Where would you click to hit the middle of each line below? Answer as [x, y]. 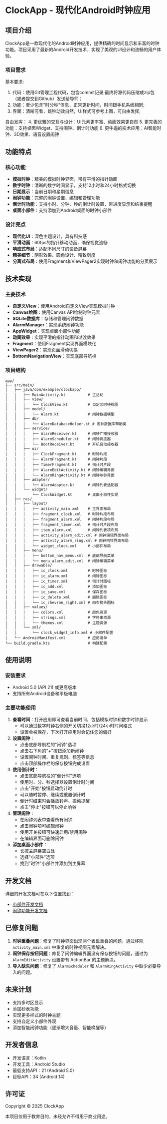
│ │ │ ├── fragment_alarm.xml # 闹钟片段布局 [60, 519]
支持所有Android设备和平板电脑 [45, 693]
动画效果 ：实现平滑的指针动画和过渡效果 [54, 337]
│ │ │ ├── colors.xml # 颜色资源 [56, 613]
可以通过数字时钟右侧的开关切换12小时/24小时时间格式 [76, 726]
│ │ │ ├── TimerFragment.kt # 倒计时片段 [58, 465]
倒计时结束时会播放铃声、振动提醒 [55, 801]
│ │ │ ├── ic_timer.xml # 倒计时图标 [58, 582]
